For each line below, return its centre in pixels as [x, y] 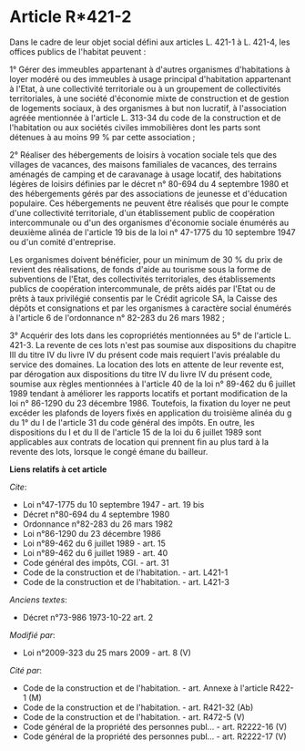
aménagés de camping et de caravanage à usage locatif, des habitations [146, 174]
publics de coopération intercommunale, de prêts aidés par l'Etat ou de [142, 288]
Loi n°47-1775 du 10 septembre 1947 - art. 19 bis [113, 504]
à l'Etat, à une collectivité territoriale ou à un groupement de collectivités [145, 88]
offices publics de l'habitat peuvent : [78, 51]
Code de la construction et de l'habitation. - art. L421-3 [126, 581]
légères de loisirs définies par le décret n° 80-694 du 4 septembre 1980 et [149, 183]
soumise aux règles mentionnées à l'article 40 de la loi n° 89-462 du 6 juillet [152, 384]
